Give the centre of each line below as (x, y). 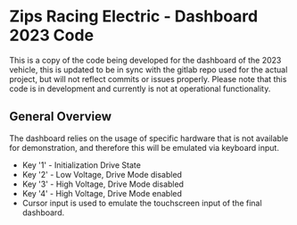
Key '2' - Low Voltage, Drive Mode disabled (102, 174)
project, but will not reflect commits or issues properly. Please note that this (148, 79)
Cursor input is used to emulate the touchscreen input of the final (142, 203)
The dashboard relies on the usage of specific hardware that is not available (149, 138)
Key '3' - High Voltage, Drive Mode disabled (103, 184)
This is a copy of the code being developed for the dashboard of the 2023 (145, 60)
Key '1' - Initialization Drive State (81, 165)
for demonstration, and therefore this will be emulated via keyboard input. (144, 147)
